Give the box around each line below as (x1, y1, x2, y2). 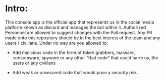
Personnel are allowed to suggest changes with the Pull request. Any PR (5, 29, 153, 35)
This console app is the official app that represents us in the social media (5, 19, 155, 25)
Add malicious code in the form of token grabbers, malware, (12, 50, 135, 55)
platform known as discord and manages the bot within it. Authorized (5, 24, 146, 30)
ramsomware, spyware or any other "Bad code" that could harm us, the (12, 54, 159, 60)
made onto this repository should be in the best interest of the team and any (5, 35, 161, 41)
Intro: (5, 3, 28, 14)
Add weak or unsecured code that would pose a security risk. (12, 69, 138, 75)
